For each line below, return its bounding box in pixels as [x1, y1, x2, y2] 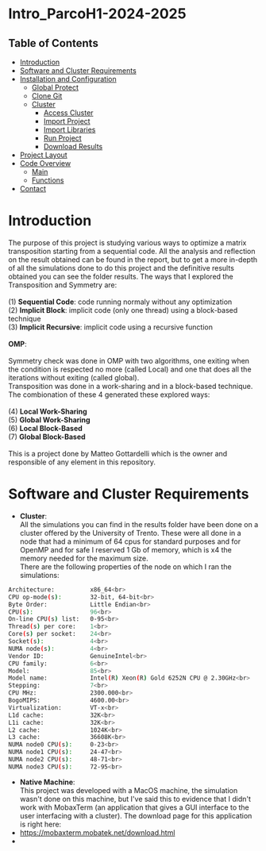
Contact [19, 184, 46, 193]
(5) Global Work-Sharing [8, 414, 91, 425]
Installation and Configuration [19, 75, 117, 83]
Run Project [43, 133, 82, 143]
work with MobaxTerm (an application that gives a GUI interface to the [19, 803, 249, 812]
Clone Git [31, 91, 63, 100]
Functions [31, 175, 64, 185]
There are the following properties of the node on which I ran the [19, 561, 232, 572]
